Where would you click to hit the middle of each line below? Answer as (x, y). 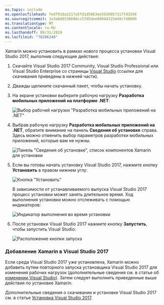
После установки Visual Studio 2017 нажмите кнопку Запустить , (80, 224)
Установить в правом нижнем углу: (50, 170)
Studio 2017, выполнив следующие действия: (52, 56)
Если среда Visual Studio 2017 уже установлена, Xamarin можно (72, 262)
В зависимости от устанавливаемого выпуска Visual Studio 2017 (79, 189)
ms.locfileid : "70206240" (31, 37)
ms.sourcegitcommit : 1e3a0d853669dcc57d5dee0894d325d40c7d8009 (71, 19)
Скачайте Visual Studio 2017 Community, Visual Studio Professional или (85, 66)
